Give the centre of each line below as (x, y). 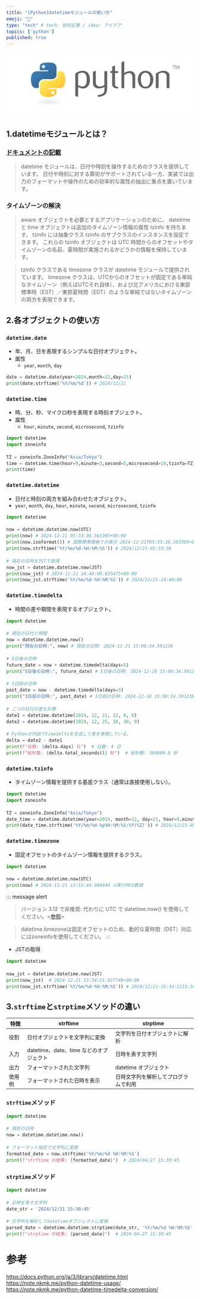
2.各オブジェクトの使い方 (53, 320)
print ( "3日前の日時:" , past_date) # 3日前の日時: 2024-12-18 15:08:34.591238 (100, 697)
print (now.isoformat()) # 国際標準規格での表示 (62, 542)
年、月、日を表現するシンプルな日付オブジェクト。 (77, 351)
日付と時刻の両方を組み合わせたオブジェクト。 (72, 498)
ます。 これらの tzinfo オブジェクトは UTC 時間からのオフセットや (107, 242)
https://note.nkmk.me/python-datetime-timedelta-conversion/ (82, 1289)
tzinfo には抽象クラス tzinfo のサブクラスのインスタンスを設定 (108, 235)
